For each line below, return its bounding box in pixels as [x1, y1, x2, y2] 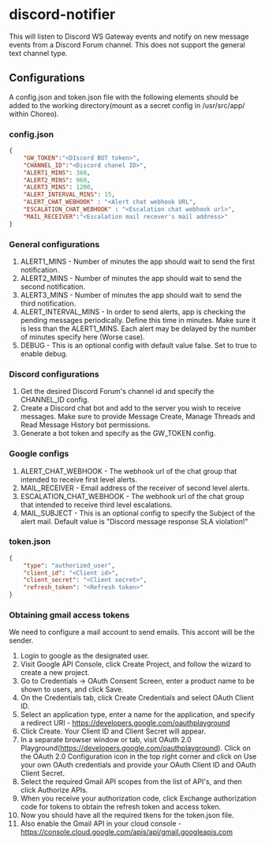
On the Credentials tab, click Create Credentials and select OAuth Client [20, 693, 255, 703]
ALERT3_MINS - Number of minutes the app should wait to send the [20, 290, 242, 299]
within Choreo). [9, 109, 59, 118]
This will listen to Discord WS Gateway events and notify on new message [9, 32, 249, 41]
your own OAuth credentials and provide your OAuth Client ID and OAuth [20, 760, 256, 770]
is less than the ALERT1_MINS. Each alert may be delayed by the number [20, 324, 257, 333]
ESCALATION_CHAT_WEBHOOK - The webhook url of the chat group [20, 491, 244, 501]
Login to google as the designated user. [20, 651, 150, 661]
